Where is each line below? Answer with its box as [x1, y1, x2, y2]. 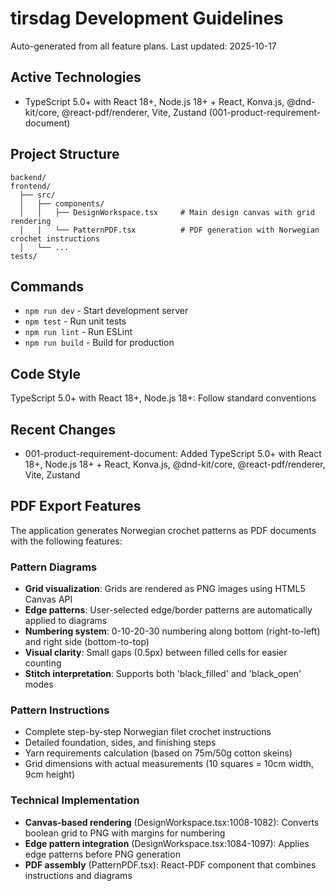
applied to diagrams [24, 615, 108, 627]
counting [24, 657, 62, 669]
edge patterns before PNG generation [24, 848, 181, 860]
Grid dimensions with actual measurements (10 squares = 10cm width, [24, 758, 314, 770]
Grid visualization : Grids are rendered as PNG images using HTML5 [24, 583, 306, 595]
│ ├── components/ [19, 198, 105, 209]
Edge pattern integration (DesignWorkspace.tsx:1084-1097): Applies [24, 837, 310, 849]
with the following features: [10, 535, 123, 547]
